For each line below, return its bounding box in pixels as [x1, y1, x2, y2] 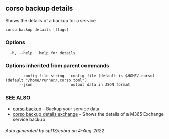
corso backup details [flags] [5, 27, 69, 32]
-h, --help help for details [10, 51, 76, 56]
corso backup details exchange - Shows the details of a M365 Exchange [12, 111, 164, 117]
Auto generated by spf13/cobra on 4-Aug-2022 [5, 128, 105, 134]
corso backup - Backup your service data [12, 106, 100, 112]
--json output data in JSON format [18, 82, 130, 87]
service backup [12, 116, 46, 122]
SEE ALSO [5, 94, 31, 101]
